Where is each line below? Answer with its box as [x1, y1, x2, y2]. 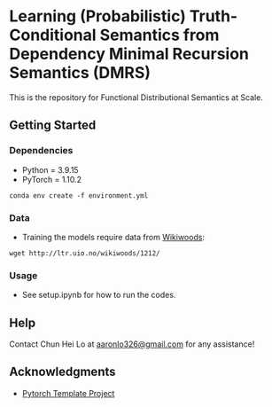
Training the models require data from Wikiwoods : [21, 231, 206, 242]
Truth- [189, 6, 238, 27]
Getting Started [9, 118, 97, 133]
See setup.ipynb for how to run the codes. [21, 290, 176, 301]
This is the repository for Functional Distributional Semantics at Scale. [9, 91, 264, 103]
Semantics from [99, 25, 220, 45]
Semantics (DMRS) [9, 63, 152, 83]
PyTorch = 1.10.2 [21, 174, 82, 184]
